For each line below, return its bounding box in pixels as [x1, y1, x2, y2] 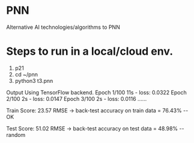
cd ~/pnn [14, 70, 38, 78]
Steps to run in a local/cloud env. [6, 44, 174, 58]
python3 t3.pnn [14, 77, 53, 84]
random [6, 131, 26, 138]
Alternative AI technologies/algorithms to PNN [6, 23, 120, 31]
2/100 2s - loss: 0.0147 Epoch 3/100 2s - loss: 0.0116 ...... [6, 95, 147, 102]
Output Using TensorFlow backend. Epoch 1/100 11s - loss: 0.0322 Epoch [6, 88, 187, 96]
